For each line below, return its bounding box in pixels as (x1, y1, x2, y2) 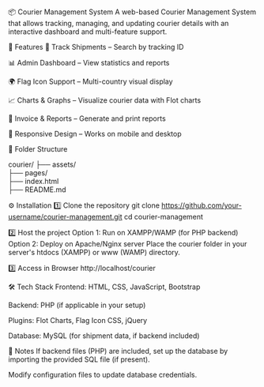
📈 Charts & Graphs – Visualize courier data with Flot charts (8, 96, 202, 105)
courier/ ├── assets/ (8, 160, 77, 169)
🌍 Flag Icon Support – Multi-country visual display (8, 77, 173, 86)
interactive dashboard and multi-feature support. (8, 27, 168, 36)
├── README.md (8, 185, 66, 194)
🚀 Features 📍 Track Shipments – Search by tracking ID (8, 43, 184, 51)
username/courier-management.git (8, 212, 123, 221)
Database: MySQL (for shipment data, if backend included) (8, 331, 200, 340)
